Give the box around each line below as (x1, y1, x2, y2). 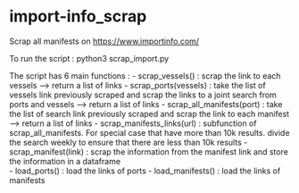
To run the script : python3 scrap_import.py (9, 53, 170, 63)
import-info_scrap (9, 6, 147, 27)
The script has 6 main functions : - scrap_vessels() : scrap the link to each (9, 70, 281, 81)
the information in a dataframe (9, 155, 121, 166)
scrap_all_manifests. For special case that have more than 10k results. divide (9, 127, 290, 138)
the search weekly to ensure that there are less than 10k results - (9, 137, 248, 147)
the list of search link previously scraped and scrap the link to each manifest (9, 108, 290, 119)
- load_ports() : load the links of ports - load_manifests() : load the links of (9, 165, 281, 176)
